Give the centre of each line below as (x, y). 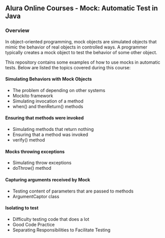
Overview (17, 31)
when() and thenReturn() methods (48, 106)
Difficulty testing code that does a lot (51, 219)
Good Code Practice (34, 224)
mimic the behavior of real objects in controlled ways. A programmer (76, 47)
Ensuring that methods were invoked (45, 118)
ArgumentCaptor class (36, 196)
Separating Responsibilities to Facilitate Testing (61, 230)
